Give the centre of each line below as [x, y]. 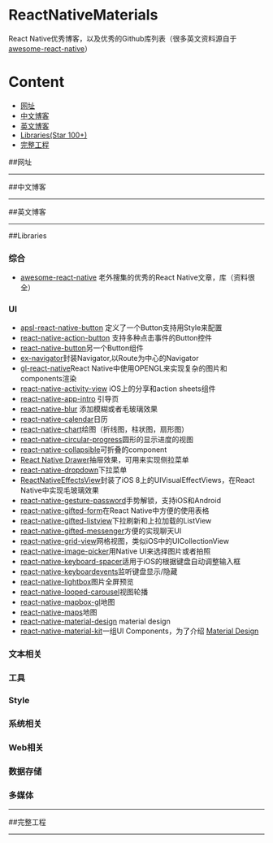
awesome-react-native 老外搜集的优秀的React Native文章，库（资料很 [138, 277]
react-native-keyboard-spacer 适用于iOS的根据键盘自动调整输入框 [130, 562]
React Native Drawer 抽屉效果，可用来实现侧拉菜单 [104, 460]
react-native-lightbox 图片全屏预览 [77, 582]
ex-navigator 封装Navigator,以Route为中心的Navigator [109, 358]
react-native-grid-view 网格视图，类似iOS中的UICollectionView [125, 541]
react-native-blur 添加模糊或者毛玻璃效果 [89, 409]
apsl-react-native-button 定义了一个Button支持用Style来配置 [121, 328]
